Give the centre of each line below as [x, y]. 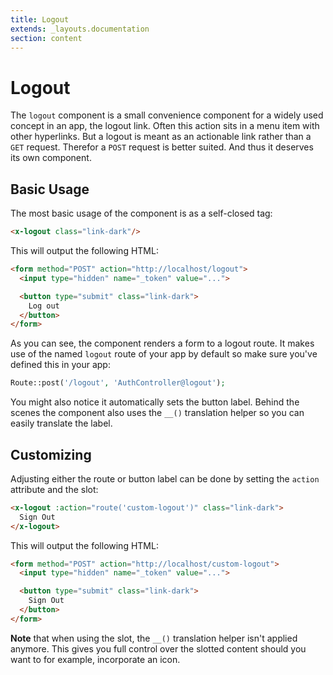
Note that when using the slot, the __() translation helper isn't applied [154, 638]
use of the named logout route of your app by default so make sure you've [164, 354]
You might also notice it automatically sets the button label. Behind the [155, 402]
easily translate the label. [61, 423]
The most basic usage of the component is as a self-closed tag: [141, 213]
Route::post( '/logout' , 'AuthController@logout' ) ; [118, 383]
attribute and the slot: [54, 489]
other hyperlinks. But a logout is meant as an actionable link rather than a [161, 137]
